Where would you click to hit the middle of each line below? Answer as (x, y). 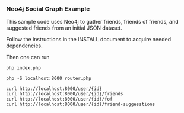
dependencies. (24, 46)
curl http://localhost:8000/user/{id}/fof (59, 99)
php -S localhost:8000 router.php (49, 79)
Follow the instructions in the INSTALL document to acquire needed (88, 40)
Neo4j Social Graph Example (48, 9)
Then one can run (28, 57)
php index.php (24, 68)
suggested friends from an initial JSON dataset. (64, 28)
